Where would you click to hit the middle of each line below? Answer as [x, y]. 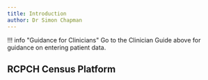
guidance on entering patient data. [57, 47]
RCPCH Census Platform [62, 69]
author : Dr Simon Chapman [45, 20]
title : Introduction [37, 14]
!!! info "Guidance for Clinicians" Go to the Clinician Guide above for [104, 40]
